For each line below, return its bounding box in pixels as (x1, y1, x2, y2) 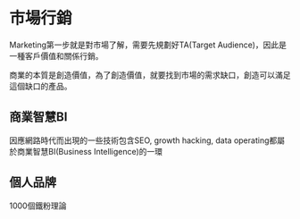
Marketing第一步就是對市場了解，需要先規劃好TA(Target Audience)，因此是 (9, 39, 287, 50)
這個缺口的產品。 (9, 80, 72, 91)
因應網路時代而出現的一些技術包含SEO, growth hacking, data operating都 (9, 135, 278, 146)
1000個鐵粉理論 (9, 200, 67, 211)
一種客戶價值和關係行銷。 (9, 50, 104, 61)
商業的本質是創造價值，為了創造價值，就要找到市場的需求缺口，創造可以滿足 (9, 69, 291, 80)
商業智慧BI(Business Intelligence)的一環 (16, 146, 163, 156)
